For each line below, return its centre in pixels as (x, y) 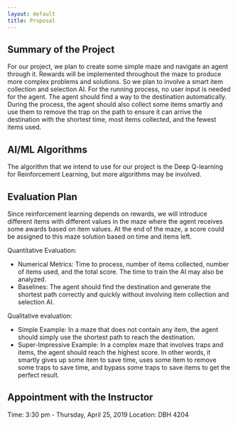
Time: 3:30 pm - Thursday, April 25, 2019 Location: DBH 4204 (98, 415)
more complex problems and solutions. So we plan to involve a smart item (115, 82)
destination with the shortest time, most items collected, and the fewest (112, 120)
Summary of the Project (61, 50)
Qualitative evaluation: (40, 316)
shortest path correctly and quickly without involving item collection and (123, 294)
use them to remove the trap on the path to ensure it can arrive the (105, 112)
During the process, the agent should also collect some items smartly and (115, 105)
